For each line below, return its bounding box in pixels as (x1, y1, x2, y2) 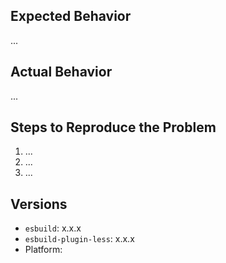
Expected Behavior (10, 8, 132, 25)
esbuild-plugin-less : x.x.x (24, 233, 135, 245)
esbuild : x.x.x (24, 222, 82, 234)
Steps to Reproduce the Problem (10, 119, 217, 136)
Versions (10, 195, 68, 213)
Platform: (24, 244, 63, 256)
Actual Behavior (10, 64, 113, 81)
